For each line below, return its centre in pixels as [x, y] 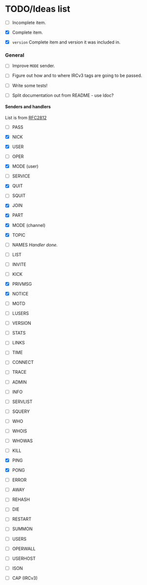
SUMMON [22, 529]
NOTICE [20, 293]
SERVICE [21, 176]
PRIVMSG [22, 284]
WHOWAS [22, 441]
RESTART [22, 519]
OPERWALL [24, 548]
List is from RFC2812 [26, 117]
